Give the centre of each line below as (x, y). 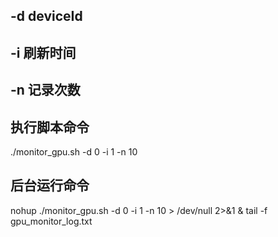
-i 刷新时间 (43, 52)
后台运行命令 (50, 185)
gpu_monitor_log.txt (51, 221)
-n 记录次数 (45, 90)
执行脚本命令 (50, 127)
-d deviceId (46, 16)
